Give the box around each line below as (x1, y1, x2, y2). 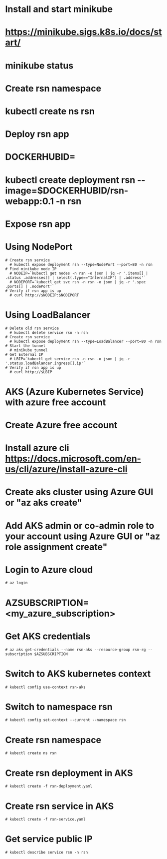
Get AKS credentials (5, 631, 91, 642)
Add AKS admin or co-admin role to (5, 520, 155, 531)
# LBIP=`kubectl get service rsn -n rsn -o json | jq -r (9, 356, 131, 361)
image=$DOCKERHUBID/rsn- (5, 185, 129, 196)
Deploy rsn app (5, 128, 69, 140)
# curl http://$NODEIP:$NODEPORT (9, 292, 79, 298)
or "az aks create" (5, 497, 82, 508)
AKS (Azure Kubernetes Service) (5, 386, 144, 397)
